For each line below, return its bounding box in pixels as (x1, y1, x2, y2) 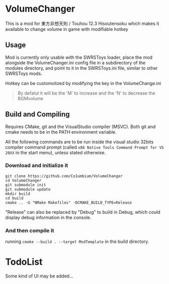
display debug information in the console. (5, 214, 92, 220)
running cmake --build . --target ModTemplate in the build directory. (5, 238, 149, 245)
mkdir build (5, 191, 30, 196)
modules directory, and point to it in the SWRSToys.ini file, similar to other (5, 65, 158, 71)
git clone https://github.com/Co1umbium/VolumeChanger (5, 173, 123, 179)
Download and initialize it (5, 162, 68, 169)
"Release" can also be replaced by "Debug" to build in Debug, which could (5, 209, 160, 215)
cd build (5, 195, 24, 200)
